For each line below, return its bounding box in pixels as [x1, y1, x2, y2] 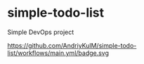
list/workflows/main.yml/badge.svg [7, 49, 110, 57]
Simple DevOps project [7, 28, 74, 36]
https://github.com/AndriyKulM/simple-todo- [7, 41, 137, 49]
